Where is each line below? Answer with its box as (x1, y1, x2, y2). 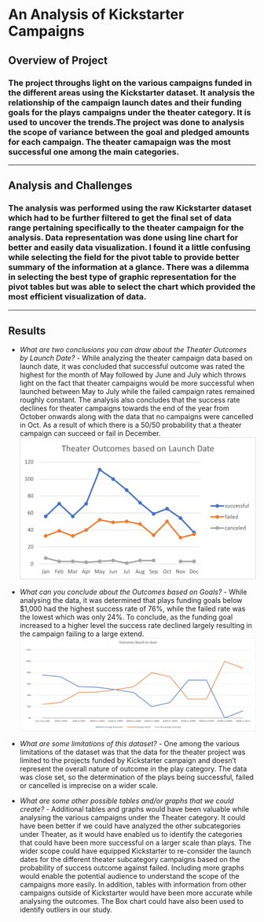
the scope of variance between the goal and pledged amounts (8, 126, 250, 137)
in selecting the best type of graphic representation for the (8, 272, 237, 283)
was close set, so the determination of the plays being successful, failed (19, 772, 254, 782)
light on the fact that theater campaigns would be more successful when (19, 378, 255, 388)
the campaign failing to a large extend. (19, 629, 145, 638)
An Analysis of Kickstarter (8, 6, 185, 24)
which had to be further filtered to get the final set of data (8, 213, 232, 224)
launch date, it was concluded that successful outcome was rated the (19, 362, 245, 371)
